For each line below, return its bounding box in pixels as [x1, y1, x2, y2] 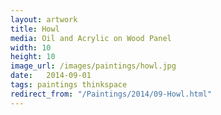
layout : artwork [10, 14, 78, 25]
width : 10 [10, 42, 52, 53]
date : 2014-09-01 [10, 71, 92, 81]
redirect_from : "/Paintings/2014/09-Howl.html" [10, 89, 213, 99]
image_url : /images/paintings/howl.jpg [10, 61, 177, 71]
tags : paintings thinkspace [10, 80, 128, 90]
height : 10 [10, 52, 56, 62]
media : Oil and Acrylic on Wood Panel [10, 33, 172, 43]
